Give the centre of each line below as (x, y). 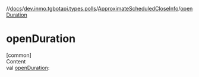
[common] (19, 55)
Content (16, 61)
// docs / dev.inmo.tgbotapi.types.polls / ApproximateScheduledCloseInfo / (93, 9)
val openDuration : (28, 68)
